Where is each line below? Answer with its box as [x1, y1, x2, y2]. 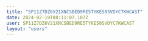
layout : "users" [6, 25, 48, 32]
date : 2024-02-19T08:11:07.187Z [6, 14, 88, 20]
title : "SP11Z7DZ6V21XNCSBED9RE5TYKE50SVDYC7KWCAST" [6, 8, 143, 15]
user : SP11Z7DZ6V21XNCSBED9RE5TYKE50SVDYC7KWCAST [6, 20, 135, 26]
